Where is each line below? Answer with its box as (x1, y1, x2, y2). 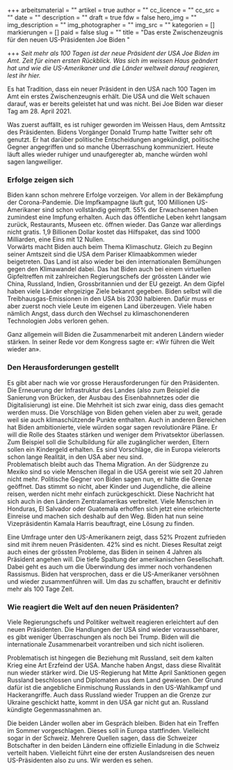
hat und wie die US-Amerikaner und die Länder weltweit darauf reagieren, (7, 64, 220, 72)
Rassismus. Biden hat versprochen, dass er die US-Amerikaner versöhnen (7, 570, 220, 578)
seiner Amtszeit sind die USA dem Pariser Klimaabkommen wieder (7, 250, 198, 259)
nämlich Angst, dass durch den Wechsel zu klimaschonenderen (7, 310, 189, 318)
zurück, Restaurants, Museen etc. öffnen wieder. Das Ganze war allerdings (7, 220, 222, 229)
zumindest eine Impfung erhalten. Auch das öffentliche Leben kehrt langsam (7, 213, 227, 222)
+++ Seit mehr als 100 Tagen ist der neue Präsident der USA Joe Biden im (7, 49, 220, 57)
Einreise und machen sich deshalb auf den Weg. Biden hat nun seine (7, 512, 204, 520)
